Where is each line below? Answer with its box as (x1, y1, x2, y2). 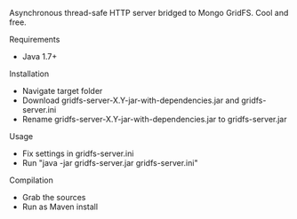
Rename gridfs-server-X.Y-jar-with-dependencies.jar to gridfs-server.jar (21, 114, 287, 124)
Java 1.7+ (21, 51, 58, 61)
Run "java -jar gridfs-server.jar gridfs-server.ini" (21, 158, 198, 168)
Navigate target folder (21, 86, 103, 96)
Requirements (9, 35, 60, 44)
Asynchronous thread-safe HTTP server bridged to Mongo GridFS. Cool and (9, 8, 289, 18)
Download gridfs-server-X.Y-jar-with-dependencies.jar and (21, 95, 240, 106)
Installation (9, 68, 50, 79)
